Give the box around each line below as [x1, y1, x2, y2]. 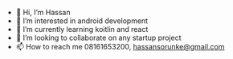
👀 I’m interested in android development [15, 16, 149, 26]
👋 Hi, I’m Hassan [15, 8, 71, 17]
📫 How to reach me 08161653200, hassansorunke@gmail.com [15, 42, 225, 51]
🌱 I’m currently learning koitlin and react [15, 25, 149, 33]
